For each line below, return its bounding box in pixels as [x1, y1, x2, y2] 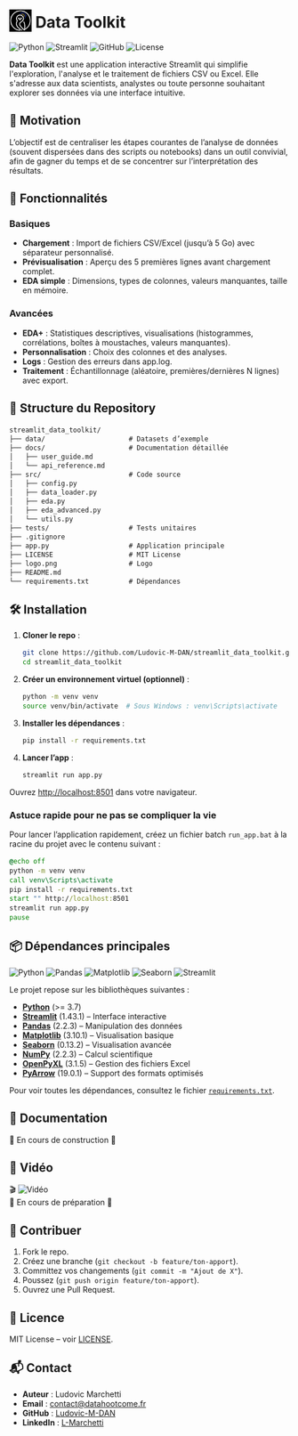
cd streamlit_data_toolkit [21, 658, 123, 667]
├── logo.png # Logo [9, 559, 153, 568]
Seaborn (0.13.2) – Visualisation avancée [21, 1039, 172, 1050]
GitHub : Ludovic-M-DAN [21, 1408, 116, 1418]
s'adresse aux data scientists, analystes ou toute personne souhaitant [9, 77, 265, 88]
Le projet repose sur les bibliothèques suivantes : [9, 984, 189, 994]
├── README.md [9, 568, 62, 577]
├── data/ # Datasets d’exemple [9, 434, 209, 443]
